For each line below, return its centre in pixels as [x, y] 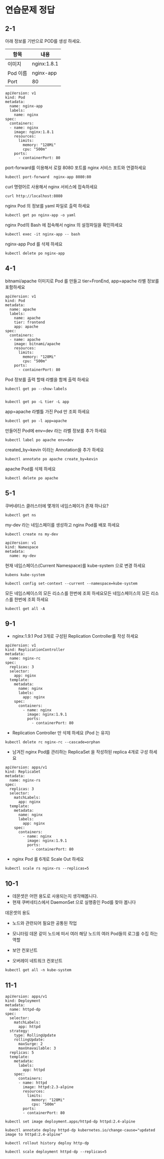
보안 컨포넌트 [25, 950]
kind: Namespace [22, 547]
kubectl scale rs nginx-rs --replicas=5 [47, 869]
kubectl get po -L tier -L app [37, 402]
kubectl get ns [21, 515]
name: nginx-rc [25, 658]
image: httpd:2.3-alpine [48, 1087]
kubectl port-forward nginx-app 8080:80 [48, 177]
